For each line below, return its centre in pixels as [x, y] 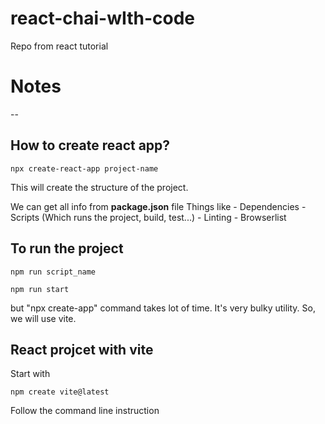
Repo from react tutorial [59, 46]
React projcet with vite [82, 349]
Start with [30, 374]
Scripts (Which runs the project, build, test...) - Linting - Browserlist [148, 217]
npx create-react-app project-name [84, 168]
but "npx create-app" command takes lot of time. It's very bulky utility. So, [163, 308]
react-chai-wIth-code [103, 18]
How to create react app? [90, 145]
